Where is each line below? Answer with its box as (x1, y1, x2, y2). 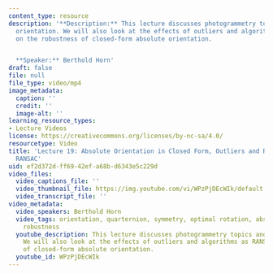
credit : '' (15, 102, 53, 110)
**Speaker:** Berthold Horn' (15, 56, 115, 65)
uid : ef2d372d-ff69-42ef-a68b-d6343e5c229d (8, 162, 158, 171)
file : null (8, 72, 45, 80)
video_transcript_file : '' (15, 193, 107, 201)
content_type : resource (8, 11, 89, 20)
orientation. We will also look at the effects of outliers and (15, 27, 238, 35)
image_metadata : (8, 86, 63, 94)
